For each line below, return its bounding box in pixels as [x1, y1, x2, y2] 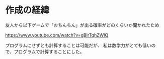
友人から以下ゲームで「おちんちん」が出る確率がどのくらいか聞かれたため [5, 22, 159, 28]
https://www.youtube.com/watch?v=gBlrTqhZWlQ [5, 32, 109, 38]
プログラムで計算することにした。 [14, 48, 85, 54]
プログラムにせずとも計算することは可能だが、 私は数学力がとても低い [5, 42, 152, 48]
